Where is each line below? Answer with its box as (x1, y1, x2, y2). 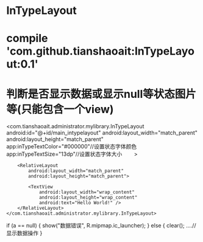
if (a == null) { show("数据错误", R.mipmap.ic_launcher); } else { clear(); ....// (6, 222, 196, 229)
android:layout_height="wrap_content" (38, 195, 138, 201)
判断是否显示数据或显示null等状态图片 (6, 87, 197, 101)
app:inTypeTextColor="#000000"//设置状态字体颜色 (6, 143, 137, 150)
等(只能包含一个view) (6, 102, 114, 116)
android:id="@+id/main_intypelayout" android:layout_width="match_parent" (6, 129, 198, 137)
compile (6, 32, 48, 46)
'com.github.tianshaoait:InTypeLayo (6, 44, 195, 58)
